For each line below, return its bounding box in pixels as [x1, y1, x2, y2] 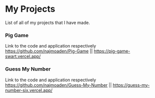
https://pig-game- [93, 48, 130, 54]
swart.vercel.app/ [5, 53, 41, 59]
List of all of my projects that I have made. [5, 20, 90, 25]
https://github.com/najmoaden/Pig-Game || [5, 48, 93, 54]
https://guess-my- [113, 82, 150, 88]
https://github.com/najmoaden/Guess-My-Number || [5, 82, 112, 88]
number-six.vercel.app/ [5, 87, 53, 93]
